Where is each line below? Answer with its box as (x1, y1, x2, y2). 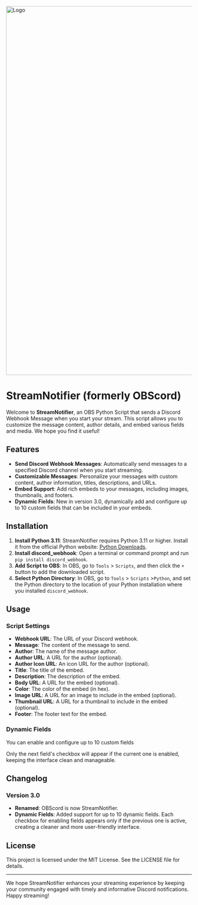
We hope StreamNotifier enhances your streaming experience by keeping (6, 880, 185, 887)
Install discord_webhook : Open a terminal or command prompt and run (14, 549, 189, 557)
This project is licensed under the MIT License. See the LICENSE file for (6, 856, 180, 864)
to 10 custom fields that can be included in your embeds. (14, 504, 153, 511)
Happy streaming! (6, 892, 49, 899)
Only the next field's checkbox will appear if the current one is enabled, (6, 750, 180, 757)
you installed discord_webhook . (14, 587, 88, 594)
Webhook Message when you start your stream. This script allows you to (6, 414, 183, 422)
